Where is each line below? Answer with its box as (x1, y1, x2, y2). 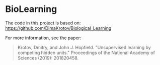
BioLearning (5, 3, 57, 15)
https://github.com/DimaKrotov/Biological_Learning (5, 25, 112, 31)
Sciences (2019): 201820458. (17, 55, 79, 61)
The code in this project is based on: (5, 20, 81, 26)
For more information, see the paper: (5, 35, 82, 41)
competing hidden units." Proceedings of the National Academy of (17, 50, 155, 56)
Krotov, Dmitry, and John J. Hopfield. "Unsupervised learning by (17, 44, 151, 50)
